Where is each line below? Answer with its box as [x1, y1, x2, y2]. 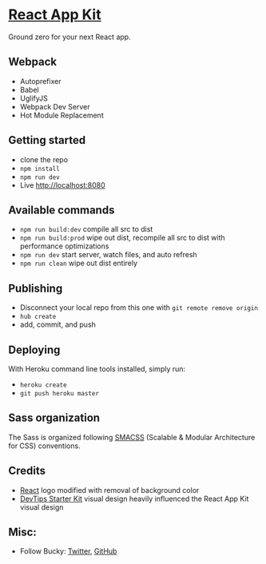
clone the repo [19, 154, 69, 165]
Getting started [8, 133, 86, 147]
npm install [19, 165, 60, 173]
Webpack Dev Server [19, 101, 90, 111]
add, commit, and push [19, 320, 96, 329]
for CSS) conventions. [8, 441, 81, 451]
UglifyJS [19, 93, 48, 103]
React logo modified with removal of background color [19, 485, 200, 494]
